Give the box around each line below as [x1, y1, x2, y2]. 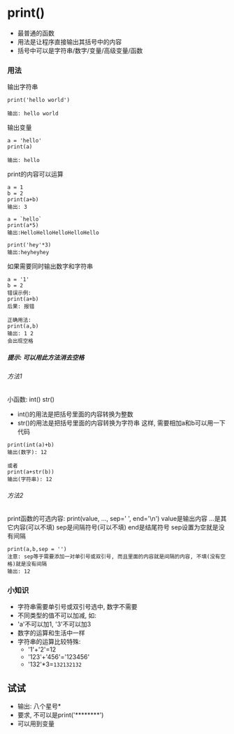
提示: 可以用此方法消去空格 [7, 353, 85, 361]
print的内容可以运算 [7, 170, 64, 179]
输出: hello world [7, 110, 59, 117]
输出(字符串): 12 [7, 476, 52, 483]
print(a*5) [7, 222, 39, 229]
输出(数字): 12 [7, 448, 47, 455]
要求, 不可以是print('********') [17, 711, 104, 719]
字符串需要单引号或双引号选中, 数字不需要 [17, 603, 138, 611]
